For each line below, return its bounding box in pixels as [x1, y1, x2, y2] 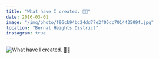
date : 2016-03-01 [6, 14, 49, 20]
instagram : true [6, 30, 46, 36]
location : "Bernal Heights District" [6, 25, 99, 31]
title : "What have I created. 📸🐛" [6, 8, 91, 15]
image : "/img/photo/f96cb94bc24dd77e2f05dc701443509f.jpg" [6, 19, 154, 25]
